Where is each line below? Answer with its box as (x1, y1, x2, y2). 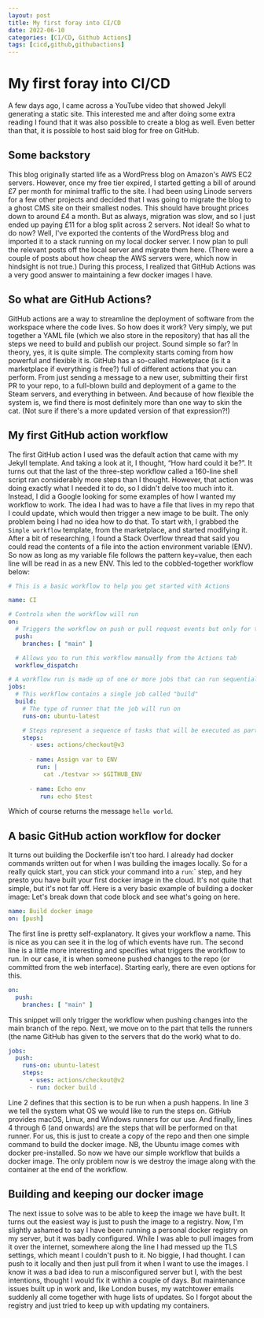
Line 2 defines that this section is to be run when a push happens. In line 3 (8, 1097, 249, 1107)
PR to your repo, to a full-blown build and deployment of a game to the (8, 381, 236, 390)
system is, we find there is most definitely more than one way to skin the (8, 397, 243, 407)
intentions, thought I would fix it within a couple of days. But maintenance (8, 1275, 246, 1285)
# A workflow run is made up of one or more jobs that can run (8, 675, 220, 684)
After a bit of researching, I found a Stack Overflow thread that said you (8, 533, 240, 543)
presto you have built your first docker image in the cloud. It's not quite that (8, 875, 252, 885)
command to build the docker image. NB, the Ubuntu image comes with (8, 1139, 240, 1149)
